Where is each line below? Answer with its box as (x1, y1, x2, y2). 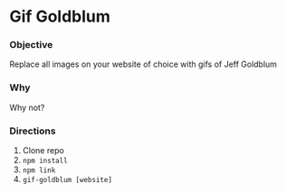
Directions (9, 124, 56, 137)
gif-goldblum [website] (22, 176, 113, 185)
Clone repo (22, 145, 65, 156)
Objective (9, 39, 53, 51)
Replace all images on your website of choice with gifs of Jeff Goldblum (9, 59, 278, 69)
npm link (22, 166, 56, 175)
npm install (22, 156, 68, 166)
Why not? (9, 102, 45, 113)
